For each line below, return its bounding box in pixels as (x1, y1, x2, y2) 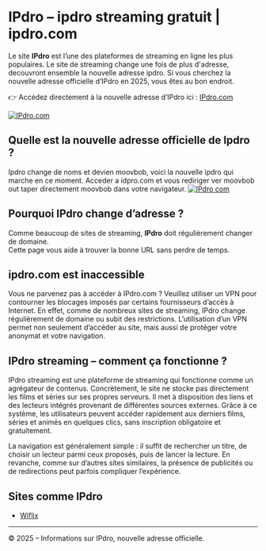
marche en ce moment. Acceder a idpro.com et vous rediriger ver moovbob (8, 175, 255, 185)
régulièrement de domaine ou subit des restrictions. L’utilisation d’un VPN (8, 314, 248, 324)
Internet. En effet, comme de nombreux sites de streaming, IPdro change (8, 306, 246, 315)
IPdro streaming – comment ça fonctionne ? (8, 354, 227, 368)
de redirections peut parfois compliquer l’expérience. (8, 467, 181, 476)
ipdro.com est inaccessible (8, 268, 145, 281)
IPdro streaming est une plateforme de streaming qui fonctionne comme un (8, 376, 253, 385)
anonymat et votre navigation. (8, 331, 105, 341)
